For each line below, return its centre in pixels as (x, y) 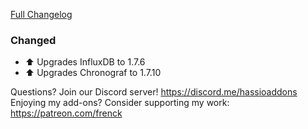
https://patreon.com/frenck (66, 113)
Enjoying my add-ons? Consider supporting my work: (120, 103)
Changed (33, 40)
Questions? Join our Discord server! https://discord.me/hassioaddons (154, 92)
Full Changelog (41, 14)
